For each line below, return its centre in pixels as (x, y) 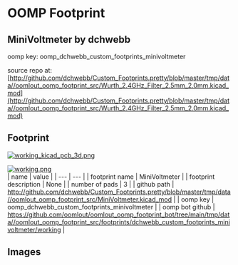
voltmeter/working (35, 229)
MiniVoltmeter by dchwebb (69, 40)
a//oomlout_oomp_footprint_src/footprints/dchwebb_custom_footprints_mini (119, 222)
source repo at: (30, 70)
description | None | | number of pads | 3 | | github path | (91, 184)
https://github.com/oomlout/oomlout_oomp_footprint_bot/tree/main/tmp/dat (119, 214)
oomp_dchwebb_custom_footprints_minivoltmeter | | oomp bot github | (111, 207)
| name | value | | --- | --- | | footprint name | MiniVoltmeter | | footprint (111, 177)
